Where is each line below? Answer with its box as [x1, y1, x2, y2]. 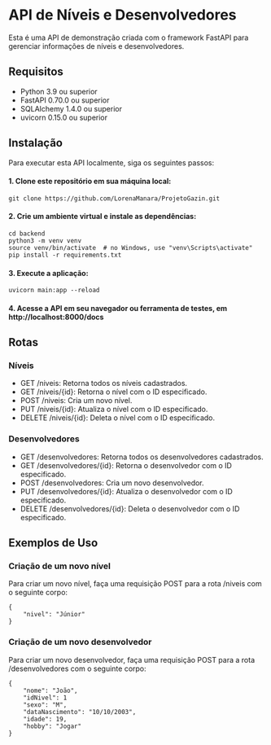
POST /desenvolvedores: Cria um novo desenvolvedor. [20, 478, 205, 488]
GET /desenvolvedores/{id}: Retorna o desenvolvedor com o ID [20, 460, 232, 470]
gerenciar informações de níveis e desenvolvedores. [8, 41, 185, 50]
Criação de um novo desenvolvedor [8, 637, 152, 648]
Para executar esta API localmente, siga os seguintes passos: [8, 157, 215, 168]
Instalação [8, 136, 63, 150]
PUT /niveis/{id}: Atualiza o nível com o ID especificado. [20, 405, 208, 414]
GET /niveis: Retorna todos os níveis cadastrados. [20, 379, 188, 388]
